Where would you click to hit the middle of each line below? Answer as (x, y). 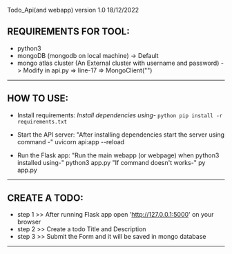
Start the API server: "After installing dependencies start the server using (121, 135)
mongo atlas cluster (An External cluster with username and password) (118, 63)
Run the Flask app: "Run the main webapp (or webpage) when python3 (118, 155)
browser (29, 222)
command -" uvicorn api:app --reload (71, 141)
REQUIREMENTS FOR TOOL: (68, 31)
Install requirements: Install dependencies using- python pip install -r (120, 115)
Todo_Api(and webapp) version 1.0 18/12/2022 (73, 10)
